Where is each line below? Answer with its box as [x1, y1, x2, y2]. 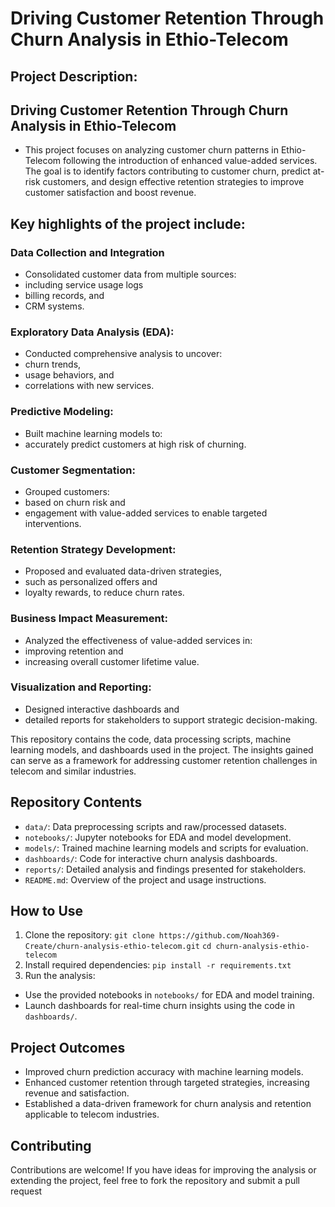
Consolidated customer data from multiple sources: [24, 268, 237, 281]
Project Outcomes [10, 1039, 126, 1056]
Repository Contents [10, 794, 143, 811]
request [10, 1185, 43, 1197]
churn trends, [24, 358, 82, 371]
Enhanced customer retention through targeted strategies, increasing [24, 1077, 310, 1089]
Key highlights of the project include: [10, 215, 246, 232]
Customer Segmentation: [10, 463, 136, 477]
